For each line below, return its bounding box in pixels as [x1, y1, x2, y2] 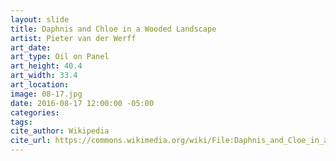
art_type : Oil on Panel [10, 52, 110, 62]
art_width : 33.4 [10, 71, 78, 81]
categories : [10, 107, 60, 118]
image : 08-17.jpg [10, 89, 83, 99]
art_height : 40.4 [10, 61, 83, 71]
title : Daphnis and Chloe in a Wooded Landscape [10, 24, 217, 34]
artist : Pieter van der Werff [10, 33, 137, 43]
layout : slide [10, 14, 70, 25]
